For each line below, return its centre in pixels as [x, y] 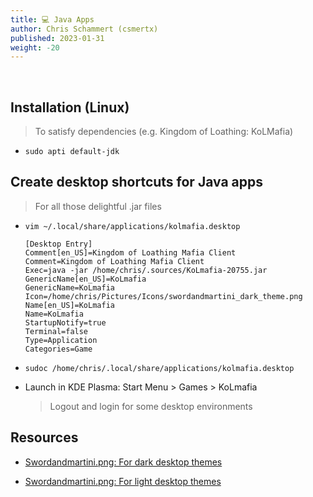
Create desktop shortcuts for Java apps [136, 182]
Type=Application [61, 340]
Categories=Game [58, 349]
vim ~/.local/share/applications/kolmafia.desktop [132, 226]
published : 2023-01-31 [57, 38]
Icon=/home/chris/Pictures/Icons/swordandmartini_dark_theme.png [163, 296]
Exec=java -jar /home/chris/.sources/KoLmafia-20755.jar [146, 270]
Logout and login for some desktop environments [151, 406]
